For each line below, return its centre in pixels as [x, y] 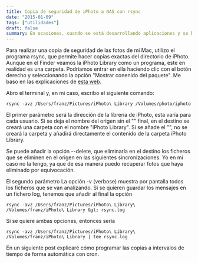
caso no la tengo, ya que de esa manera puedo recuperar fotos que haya [95, 164]
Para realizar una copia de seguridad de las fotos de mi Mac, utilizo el [90, 50]
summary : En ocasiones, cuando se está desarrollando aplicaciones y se [97, 34]
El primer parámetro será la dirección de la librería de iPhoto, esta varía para [99, 115]
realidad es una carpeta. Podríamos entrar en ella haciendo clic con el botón [99, 69]
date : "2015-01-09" [30, 17]
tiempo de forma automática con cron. [53, 254]
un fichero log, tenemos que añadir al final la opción [69, 194]
